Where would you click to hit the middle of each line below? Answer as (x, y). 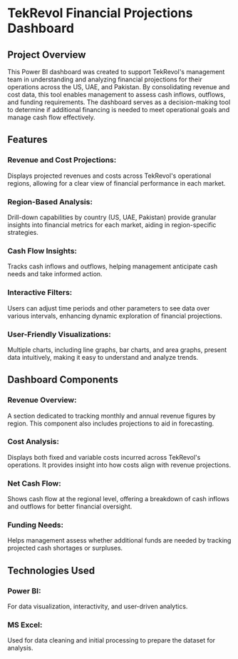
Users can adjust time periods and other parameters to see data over (109, 308)
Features (27, 140)
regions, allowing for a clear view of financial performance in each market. (117, 183)
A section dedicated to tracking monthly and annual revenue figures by (112, 416)
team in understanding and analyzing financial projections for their (105, 79)
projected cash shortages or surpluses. (65, 548)
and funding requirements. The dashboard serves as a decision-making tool (119, 102)
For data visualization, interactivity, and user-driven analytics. (98, 607)
